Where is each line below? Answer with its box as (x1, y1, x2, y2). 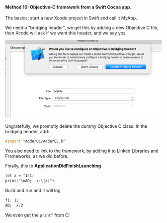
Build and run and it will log (5, 188, 61, 194)
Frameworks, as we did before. (5, 153, 69, 159)
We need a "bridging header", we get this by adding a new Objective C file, (5, 25, 159, 31)
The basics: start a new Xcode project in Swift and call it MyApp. (5, 15, 138, 21)
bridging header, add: (5, 129, 50, 135)
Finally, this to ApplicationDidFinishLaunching (5, 163, 101, 169)
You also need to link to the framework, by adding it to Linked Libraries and (5, 148, 159, 154)
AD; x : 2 (5, 203, 23, 208)
